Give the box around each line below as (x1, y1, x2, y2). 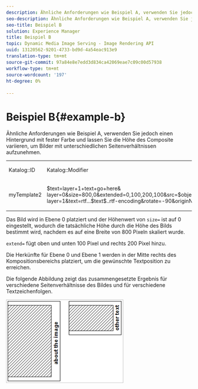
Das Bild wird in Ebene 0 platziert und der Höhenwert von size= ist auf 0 (6, 215, 181, 223)
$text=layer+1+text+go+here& (47, 185, 121, 192)
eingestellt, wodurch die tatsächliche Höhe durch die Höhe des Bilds (6, 222, 172, 229)
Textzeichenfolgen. (6, 287, 53, 295)
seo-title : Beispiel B (6, 22, 62, 28)
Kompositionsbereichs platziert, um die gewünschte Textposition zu (6, 257, 171, 264)
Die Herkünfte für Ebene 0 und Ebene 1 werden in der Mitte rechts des (6, 251, 177, 258)
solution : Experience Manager (6, 28, 81, 34)
